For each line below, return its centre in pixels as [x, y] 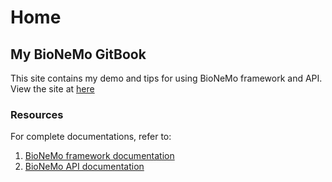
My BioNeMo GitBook [78, 54]
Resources [37, 114]
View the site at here [52, 89]
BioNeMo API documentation [84, 167]
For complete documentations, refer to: [91, 137]
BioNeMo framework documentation [99, 156]
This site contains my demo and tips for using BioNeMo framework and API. [166, 78]
